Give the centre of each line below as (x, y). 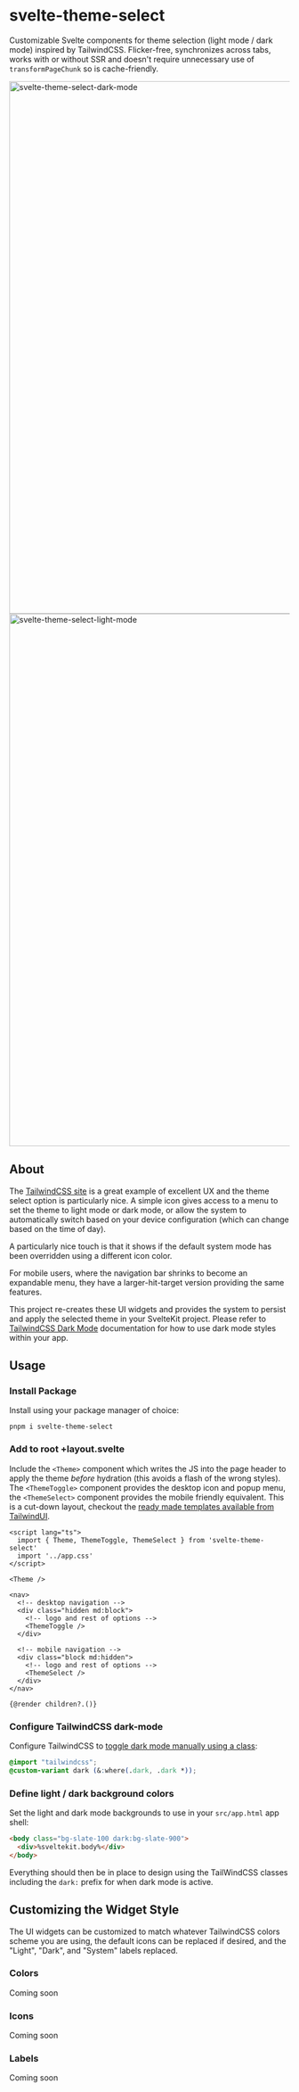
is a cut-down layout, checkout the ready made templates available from (141, 1506)
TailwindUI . (30, 1516)
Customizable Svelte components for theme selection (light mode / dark (141, 40)
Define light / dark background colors (92, 1793)
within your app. (39, 1337)
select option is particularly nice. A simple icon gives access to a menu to (144, 1200)
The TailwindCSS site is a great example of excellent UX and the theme (139, 1191)
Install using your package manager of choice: (94, 1410)
